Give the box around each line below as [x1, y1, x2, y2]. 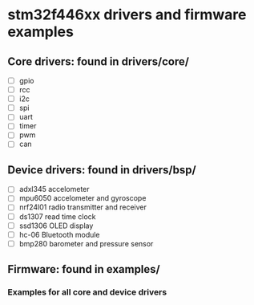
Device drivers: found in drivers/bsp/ [7, 163, 197, 177]
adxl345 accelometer [18, 185, 90, 194]
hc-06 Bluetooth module [18, 230, 101, 239]
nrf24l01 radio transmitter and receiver [18, 202, 147, 212]
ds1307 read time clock [18, 211, 97, 222]
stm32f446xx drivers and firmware [7, 6, 247, 24]
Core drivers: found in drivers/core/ [7, 55, 190, 68]
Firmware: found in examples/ [7, 262, 161, 276]
